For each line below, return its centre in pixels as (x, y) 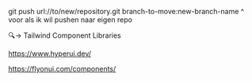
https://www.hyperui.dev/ (50, 53)
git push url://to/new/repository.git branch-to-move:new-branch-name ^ (126, 11)
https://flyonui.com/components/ (62, 69)
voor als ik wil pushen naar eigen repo (71, 20)
